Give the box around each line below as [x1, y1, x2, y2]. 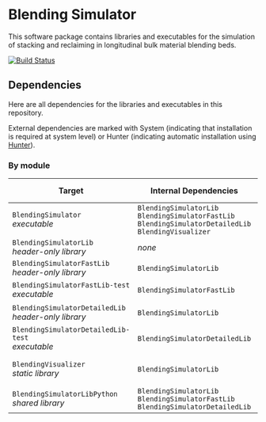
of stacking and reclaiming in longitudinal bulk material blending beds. [8, 40, 237, 49]
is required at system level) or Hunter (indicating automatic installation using [8, 131, 256, 141]
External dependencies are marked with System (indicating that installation [8, 123, 253, 132]
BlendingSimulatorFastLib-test [12, 281, 131, 290]
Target [58, 185, 84, 196]
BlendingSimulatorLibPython [12, 390, 118, 399]
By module [8, 160, 51, 171]
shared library [12, 397, 65, 409]
